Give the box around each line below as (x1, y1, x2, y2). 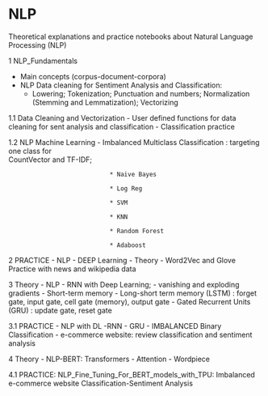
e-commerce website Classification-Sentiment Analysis (8, 378, 194, 388)
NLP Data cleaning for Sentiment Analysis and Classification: (19, 80, 223, 90)
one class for (8, 146, 52, 155)
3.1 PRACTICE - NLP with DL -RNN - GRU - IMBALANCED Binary (8, 321, 222, 330)
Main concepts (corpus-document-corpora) (19, 71, 167, 81)
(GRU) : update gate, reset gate (8, 305, 113, 315)
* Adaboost (109, 241, 147, 249)
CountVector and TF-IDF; (8, 155, 93, 164)
